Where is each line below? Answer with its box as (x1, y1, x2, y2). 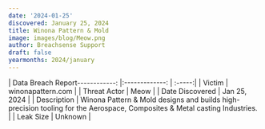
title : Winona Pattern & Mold (8, 26, 110, 34)
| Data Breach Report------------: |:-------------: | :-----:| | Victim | (8, 77, 228, 88)
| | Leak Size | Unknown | (8, 111, 91, 121)
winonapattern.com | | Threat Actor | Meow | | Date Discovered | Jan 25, (8, 86, 247, 96)
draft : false (8, 49, 52, 57)
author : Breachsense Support (8, 41, 106, 49)
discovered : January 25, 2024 (8, 19, 110, 27)
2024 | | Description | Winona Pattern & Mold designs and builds (8, 95, 221, 104)
